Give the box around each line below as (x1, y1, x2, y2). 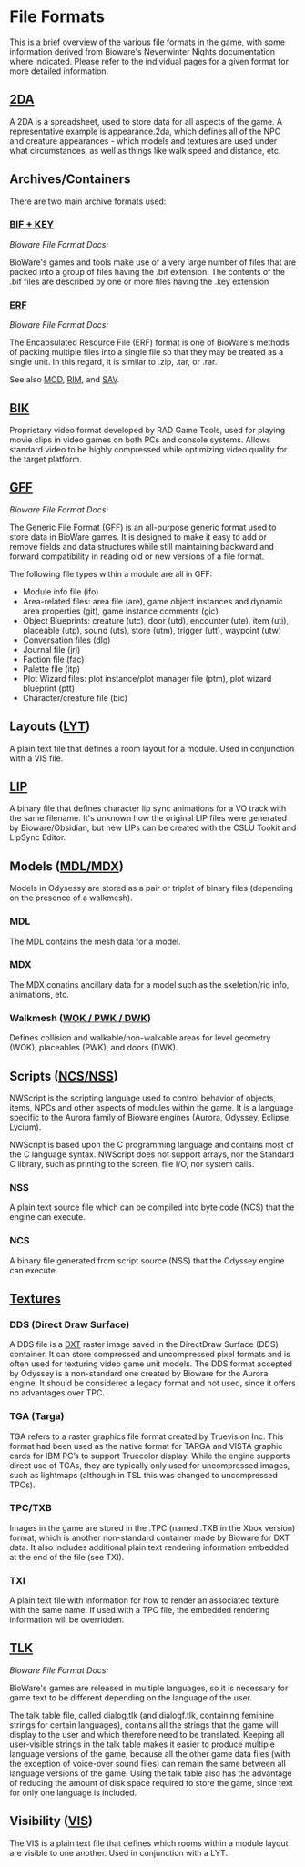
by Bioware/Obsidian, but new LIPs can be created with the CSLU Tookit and (9, 822, 297, 834)
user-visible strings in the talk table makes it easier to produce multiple (9, 1739, 275, 1750)
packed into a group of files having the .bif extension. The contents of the (9, 266, 285, 277)
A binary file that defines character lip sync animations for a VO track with (9, 803, 287, 814)
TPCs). (9, 1479, 36, 1490)
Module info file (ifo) (22, 585, 99, 597)
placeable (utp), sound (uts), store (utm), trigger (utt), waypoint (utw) (22, 624, 282, 635)
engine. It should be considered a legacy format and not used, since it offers (9, 1377, 296, 1389)
